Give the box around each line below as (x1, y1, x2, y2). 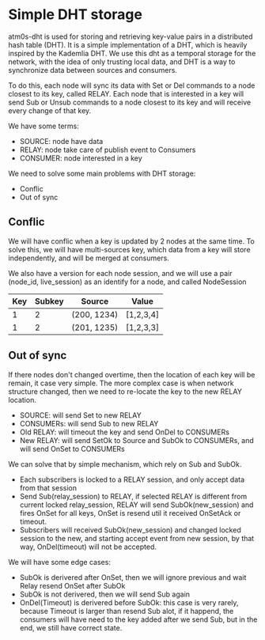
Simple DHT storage (8, 6, 142, 24)
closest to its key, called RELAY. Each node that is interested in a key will (8, 89, 244, 98)
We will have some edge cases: (8, 557, 111, 566)
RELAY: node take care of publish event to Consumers (19, 145, 196, 154)
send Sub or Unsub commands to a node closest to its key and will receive (8, 97, 252, 107)
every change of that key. (8, 105, 92, 116)
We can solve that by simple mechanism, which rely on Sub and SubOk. (8, 459, 242, 468)
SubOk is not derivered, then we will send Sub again (19, 589, 191, 599)
